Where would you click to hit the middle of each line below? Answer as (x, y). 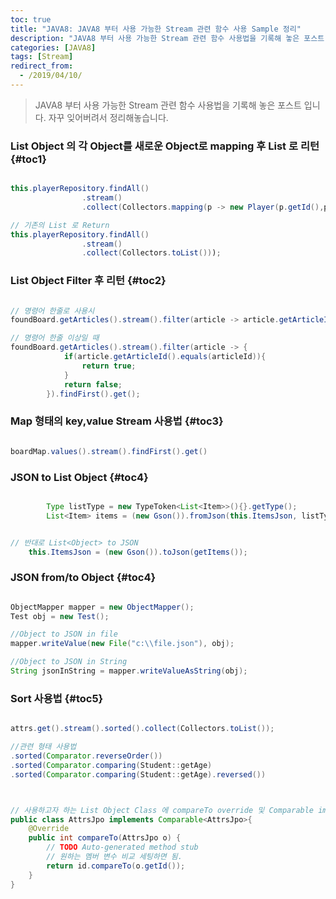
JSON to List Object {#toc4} (79, 477)
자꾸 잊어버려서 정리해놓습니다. (108, 117)
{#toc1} (28, 159)
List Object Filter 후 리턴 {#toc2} (88, 281)
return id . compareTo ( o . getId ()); (116, 866)
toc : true (31, 19)
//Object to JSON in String (69, 662)
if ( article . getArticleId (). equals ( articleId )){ (165, 357)
